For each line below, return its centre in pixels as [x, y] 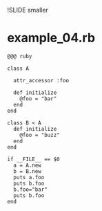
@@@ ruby [20, 56]
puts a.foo [29, 177]
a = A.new [27, 165]
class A [18, 68]
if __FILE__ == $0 [33, 159]
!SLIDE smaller [28, 10]
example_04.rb [51, 38]
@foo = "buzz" [40, 135]
